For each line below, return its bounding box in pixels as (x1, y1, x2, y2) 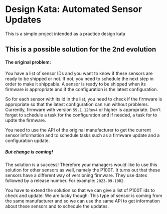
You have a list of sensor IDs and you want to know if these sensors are (5, 70, 153, 76)
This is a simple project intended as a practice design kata (5, 30, 125, 36)
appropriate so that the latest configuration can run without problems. (5, 101, 149, 107)
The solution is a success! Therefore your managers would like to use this (5, 161, 157, 167)
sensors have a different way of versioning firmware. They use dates (5, 172, 147, 178)
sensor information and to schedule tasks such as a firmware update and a (5, 132, 160, 138)
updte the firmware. (5, 117, 47, 123)
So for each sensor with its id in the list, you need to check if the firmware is (5, 96, 162, 102)
